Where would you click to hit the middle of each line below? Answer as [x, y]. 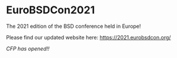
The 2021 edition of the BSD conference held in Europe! [74, 26]
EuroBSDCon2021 [51, 10]
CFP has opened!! [28, 48]
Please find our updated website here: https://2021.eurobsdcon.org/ [88, 37]
